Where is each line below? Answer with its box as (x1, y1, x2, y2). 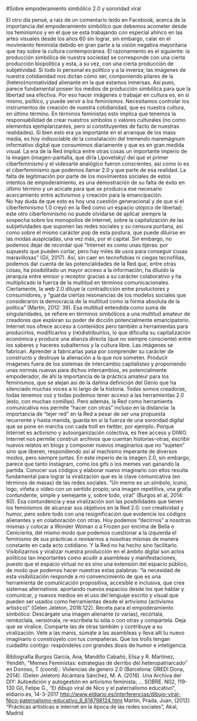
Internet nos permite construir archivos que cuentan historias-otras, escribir (6, 436, 190, 442)
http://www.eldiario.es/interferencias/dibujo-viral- (59, 691, 181, 697)
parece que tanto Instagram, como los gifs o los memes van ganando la (6, 460, 180, 467)
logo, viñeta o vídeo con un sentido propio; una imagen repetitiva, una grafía (6, 486, 191, 492)
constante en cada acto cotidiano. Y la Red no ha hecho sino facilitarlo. (6, 541, 178, 549)
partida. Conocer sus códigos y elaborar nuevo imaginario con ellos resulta (6, 467, 188, 473)
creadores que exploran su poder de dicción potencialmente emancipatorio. (6, 317, 191, 323)
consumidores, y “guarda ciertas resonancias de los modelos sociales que (6, 291, 186, 298)
